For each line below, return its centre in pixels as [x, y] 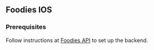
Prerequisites [26, 27]
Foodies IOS [29, 10]
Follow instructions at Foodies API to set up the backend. [77, 40]
